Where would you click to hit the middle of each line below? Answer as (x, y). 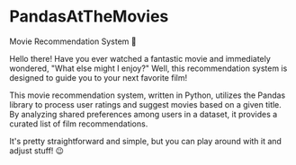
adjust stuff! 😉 (37, 151)
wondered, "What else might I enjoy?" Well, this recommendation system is (148, 68)
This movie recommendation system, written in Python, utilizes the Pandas (148, 95)
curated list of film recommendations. (79, 124)
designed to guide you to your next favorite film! (98, 77)
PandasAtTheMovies (89, 17)
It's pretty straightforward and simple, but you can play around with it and (145, 141)
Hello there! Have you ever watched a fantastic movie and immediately (140, 58)
